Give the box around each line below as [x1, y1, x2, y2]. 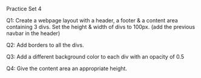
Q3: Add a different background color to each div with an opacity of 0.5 [6, 53, 185, 60]
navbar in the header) [6, 30, 61, 37]
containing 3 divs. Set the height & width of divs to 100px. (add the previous [6, 24, 196, 30]
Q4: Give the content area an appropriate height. [6, 65, 127, 72]
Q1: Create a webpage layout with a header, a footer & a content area [6, 17, 179, 24]
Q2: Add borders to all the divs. [6, 42, 84, 48]
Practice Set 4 [6, 5, 42, 12]
